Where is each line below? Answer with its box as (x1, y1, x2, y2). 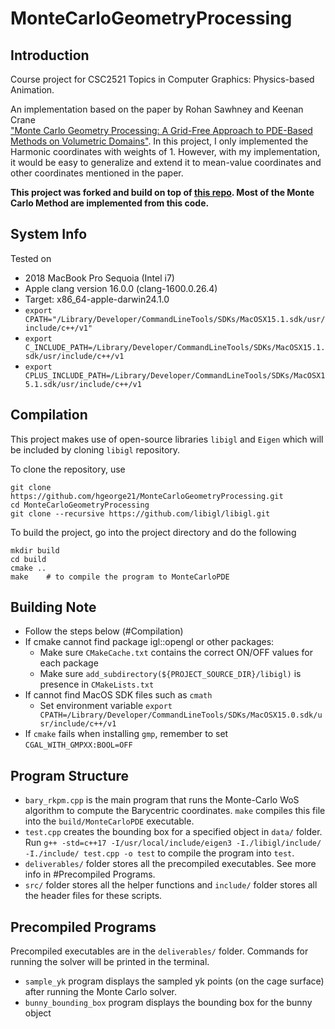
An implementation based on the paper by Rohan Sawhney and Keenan (10, 103, 304, 115)
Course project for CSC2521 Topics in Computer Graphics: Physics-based (10, 73, 315, 85)
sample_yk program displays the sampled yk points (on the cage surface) (24, 975, 325, 987)
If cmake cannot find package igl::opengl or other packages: (24, 636, 275, 648)
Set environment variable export (39, 700, 173, 712)
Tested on (10, 252, 52, 264)
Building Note (10, 599, 97, 616)
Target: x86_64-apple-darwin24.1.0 (24, 293, 170, 305)
